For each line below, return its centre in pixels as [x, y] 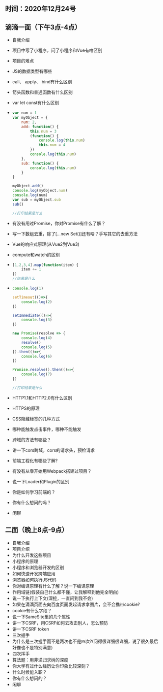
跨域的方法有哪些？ [32, 439]
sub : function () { [40, 163]
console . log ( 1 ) [28, 289]
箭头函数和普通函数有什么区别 [42, 92]
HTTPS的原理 [26, 408]
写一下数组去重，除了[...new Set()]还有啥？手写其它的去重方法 [75, 233]
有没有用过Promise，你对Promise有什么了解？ [59, 223]
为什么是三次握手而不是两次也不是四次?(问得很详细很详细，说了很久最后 [85, 641]
